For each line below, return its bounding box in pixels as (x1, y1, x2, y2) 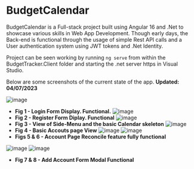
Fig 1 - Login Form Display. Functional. (14, 107, 112, 115)
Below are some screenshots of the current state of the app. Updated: (6, 78, 180, 85)
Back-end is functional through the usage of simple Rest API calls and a (6, 36, 182, 43)
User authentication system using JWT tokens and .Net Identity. (6, 42, 163, 50)
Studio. (6, 66, 24, 73)
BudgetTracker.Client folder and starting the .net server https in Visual (6, 60, 178, 67)
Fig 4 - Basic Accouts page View (14, 127, 97, 134)
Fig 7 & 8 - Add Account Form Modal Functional (14, 156, 134, 163)
